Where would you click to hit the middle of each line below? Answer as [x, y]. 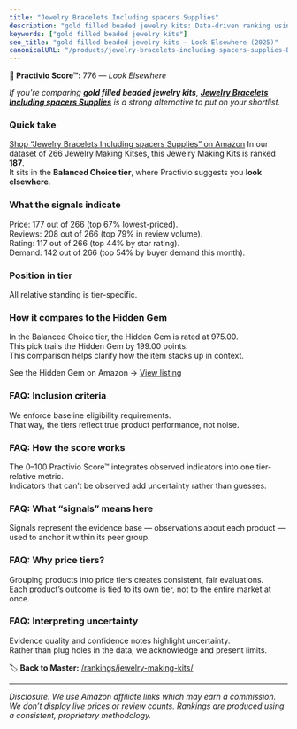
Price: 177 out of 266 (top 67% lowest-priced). [94, 224]
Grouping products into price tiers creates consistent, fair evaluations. [137, 579]
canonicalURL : [35, 50]
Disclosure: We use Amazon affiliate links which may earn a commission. [143, 696]
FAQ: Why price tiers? [57, 561]
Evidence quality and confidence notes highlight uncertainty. [120, 640]
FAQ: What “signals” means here [81, 508]
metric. [51, 476]
